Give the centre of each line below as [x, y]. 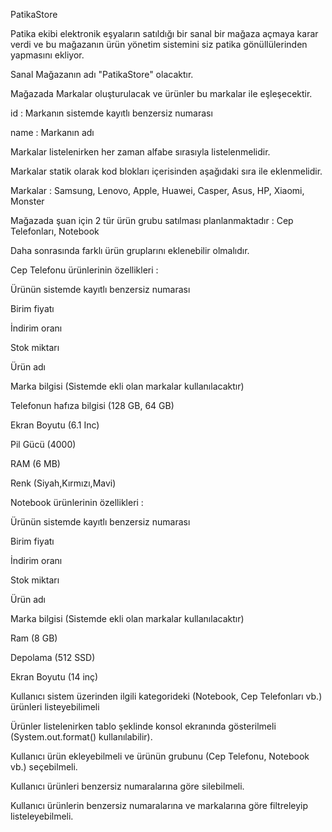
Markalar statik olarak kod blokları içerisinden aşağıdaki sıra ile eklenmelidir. [166, 171]
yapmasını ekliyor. [47, 55]
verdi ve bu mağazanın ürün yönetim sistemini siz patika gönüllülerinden [159, 44]
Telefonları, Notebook [55, 231]
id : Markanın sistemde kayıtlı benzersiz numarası [111, 113]
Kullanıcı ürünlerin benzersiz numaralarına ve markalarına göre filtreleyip [159, 805]
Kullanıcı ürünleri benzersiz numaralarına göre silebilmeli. [127, 786]
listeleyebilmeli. [42, 816]
